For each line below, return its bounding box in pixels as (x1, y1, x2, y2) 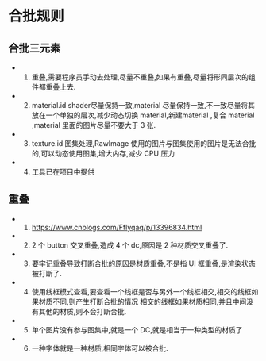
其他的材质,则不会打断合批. (38, 306, 127, 316)
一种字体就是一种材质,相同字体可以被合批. (31, 343, 168, 353)
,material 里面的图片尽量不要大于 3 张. (31, 121, 156, 129)
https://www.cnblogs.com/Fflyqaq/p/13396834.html (31, 222, 202, 232)
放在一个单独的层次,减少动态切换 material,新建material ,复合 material (31, 110, 255, 120)
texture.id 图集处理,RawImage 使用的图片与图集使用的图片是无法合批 (31, 139, 256, 148)
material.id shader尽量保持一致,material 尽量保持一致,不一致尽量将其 (31, 101, 256, 109)
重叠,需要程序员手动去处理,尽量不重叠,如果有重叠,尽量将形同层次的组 (31, 72, 256, 82)
